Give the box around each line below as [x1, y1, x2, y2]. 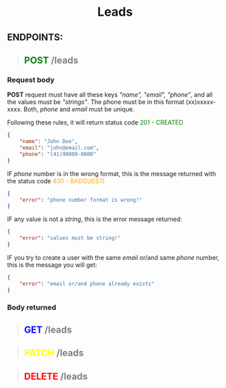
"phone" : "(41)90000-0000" [19, 151, 97, 157]
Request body [7, 75, 55, 84]
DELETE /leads [23, 370, 88, 382]
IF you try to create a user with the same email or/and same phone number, [7, 253, 220, 261]
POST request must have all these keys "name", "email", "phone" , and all [7, 90, 213, 99]
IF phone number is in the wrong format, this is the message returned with [7, 169, 216, 178]
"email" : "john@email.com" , [19, 144, 99, 151]
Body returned [7, 302, 57, 312]
